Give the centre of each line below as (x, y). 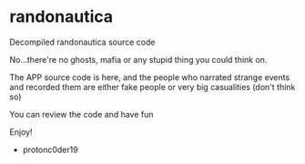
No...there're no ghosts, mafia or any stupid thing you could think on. (138, 59)
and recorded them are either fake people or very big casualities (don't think (152, 87)
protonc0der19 (51, 149)
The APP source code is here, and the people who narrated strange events (150, 77)
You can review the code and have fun (81, 114)
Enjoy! (21, 132)
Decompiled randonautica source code (82, 42)
